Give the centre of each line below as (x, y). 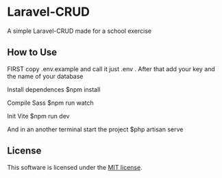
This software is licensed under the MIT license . (75, 167)
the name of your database (45, 76)
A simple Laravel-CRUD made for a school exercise (79, 31)
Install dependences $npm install (54, 89)
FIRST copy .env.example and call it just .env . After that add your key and (111, 68)
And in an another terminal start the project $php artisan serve (95, 129)
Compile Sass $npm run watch (50, 103)
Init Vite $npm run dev (38, 116)
